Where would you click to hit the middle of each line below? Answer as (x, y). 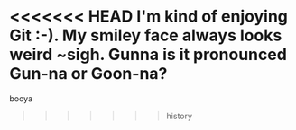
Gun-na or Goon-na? (88, 74)
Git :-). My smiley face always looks (146, 35)
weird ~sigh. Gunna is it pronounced (148, 55)
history (179, 116)
